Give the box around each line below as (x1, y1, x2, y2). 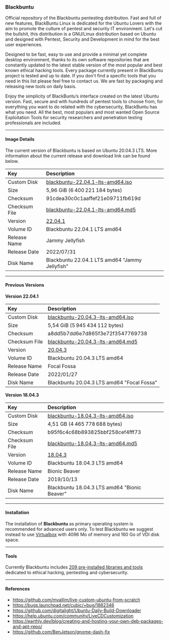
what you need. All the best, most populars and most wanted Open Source (5, 109, 160, 115)
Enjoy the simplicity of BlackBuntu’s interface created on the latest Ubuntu (5, 93, 159, 99)
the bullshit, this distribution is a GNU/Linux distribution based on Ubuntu (5, 31, 156, 37)
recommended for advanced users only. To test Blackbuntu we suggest (5, 526, 153, 532)
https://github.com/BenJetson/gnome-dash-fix (12, 629, 110, 635)
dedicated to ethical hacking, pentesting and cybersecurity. (5, 570, 129, 576)
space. (5, 536, 20, 542)
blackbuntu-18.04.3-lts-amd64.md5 (47, 440, 137, 447)
